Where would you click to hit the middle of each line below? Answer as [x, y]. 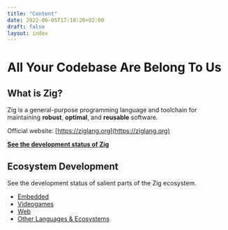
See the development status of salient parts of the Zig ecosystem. [102, 183]
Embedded [33, 197]
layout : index [28, 33]
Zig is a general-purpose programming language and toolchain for [102, 110]
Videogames [36, 204]
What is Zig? [35, 93]
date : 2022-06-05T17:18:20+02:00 [56, 20]
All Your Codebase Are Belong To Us [114, 68]
